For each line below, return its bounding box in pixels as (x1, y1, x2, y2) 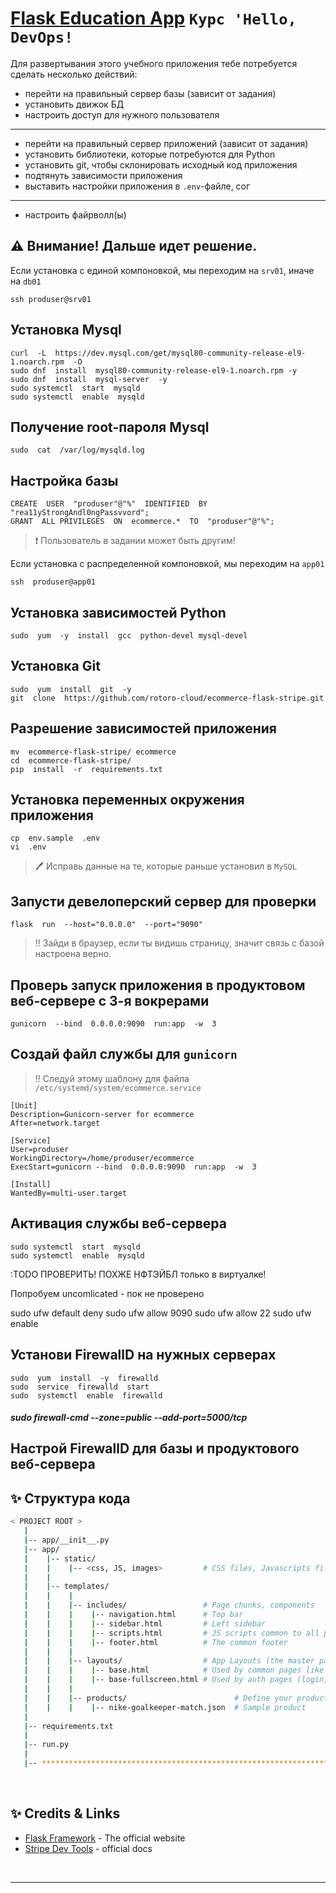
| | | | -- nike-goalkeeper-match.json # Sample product (23, 1702, 307, 1712)
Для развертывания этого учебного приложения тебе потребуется (10, 57, 298, 69)
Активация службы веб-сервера (10, 1215, 227, 1232)
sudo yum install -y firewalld (10, 1373, 159, 1383)
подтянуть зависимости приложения (24, 169, 183, 181)
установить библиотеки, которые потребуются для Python (24, 148, 276, 160)
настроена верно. (34, 948, 112, 960)
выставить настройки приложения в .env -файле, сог (24, 180, 251, 192)
